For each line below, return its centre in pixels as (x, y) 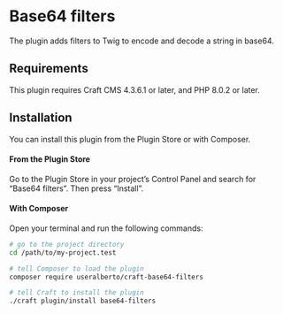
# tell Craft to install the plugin (76, 293)
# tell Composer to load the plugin (76, 268)
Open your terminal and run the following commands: (106, 228)
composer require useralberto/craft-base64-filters (106, 277)
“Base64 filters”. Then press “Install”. (76, 188)
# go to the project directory (67, 244)
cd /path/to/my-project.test (63, 253)
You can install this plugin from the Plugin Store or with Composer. (130, 139)
